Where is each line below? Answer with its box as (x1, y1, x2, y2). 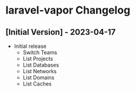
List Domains (22, 74, 55, 81)
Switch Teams (22, 49, 57, 56)
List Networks (22, 68, 57, 74)
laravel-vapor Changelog (5, 4, 131, 17)
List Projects (22, 55, 54, 62)
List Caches (22, 80, 52, 87)
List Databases (22, 61, 59, 68)
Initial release (14, 42, 47, 50)
